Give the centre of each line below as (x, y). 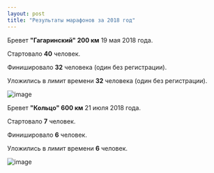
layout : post (26, 14)
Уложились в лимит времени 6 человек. (67, 148)
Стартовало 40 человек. (44, 54)
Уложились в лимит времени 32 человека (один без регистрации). (107, 80)
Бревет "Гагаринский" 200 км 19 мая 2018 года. (80, 40)
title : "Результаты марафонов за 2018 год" (71, 20)
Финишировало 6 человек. (47, 135)
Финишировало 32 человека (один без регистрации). (87, 67)
